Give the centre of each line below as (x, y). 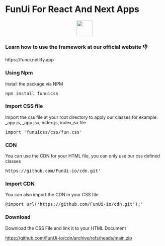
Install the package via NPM (34, 84)
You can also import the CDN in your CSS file (52, 195)
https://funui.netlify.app (30, 60)
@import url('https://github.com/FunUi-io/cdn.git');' (74, 204)
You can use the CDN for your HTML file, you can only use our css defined (82, 156)
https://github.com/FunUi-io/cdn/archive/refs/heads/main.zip (69, 238)
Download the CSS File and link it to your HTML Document (66, 228)
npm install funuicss (32, 93)
